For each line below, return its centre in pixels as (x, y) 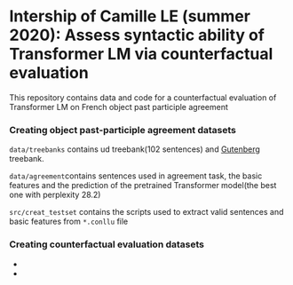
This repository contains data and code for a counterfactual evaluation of (143, 97)
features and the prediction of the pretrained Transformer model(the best (143, 186)
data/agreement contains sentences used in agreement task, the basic (136, 176)
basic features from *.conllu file (69, 222)
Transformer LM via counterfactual (141, 54)
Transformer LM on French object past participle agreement (119, 107)
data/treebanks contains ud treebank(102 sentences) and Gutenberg (135, 149)
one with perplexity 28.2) (55, 195)
